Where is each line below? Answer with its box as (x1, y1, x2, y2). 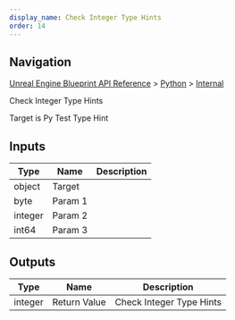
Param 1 (52, 195, 88, 207)
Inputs (9, 139, 46, 154)
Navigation (9, 55, 71, 70)
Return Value (52, 296, 106, 308)
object (13, 181, 40, 193)
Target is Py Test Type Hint (9, 113, 109, 123)
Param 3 (52, 224, 88, 237)
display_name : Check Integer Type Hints (9, 13, 163, 22)
